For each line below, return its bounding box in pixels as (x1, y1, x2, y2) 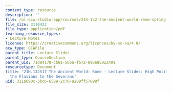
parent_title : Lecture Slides (5, 50, 70, 55)
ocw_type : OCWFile (5, 45, 45, 51)
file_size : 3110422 (5, 21, 47, 27)
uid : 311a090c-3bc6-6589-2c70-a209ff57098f (5, 79, 100, 84)
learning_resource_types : (5, 31, 60, 36)
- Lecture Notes (5, 36, 40, 41)
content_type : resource (5, 7, 56, 13)
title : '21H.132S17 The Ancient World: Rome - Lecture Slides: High (5, 70, 155, 75)
